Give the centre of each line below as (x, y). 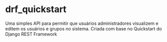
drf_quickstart (36, 9)
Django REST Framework (31, 34)
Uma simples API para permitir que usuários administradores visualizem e (82, 23)
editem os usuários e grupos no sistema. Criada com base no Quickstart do (84, 28)
